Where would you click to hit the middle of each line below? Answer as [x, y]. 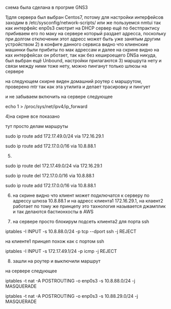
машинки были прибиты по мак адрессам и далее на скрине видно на [82, 50]
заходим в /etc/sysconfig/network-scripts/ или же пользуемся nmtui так [83, 23]
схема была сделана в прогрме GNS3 [47, 7]
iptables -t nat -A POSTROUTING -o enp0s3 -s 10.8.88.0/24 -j [70, 281]
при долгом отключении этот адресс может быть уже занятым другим [83, 39]
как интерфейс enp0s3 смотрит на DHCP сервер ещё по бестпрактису [82, 28]
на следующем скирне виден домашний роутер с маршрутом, [74, 81]
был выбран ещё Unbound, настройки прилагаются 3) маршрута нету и [83, 60]
